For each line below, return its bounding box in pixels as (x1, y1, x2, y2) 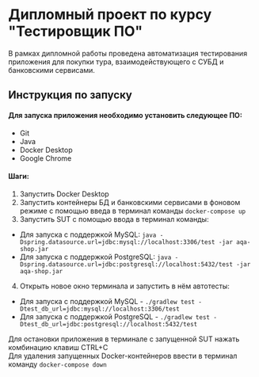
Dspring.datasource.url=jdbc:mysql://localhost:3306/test (19, 238, 215, 246)
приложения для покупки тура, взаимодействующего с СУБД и (8, 57, 224, 67)
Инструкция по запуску (8, 89, 132, 102)
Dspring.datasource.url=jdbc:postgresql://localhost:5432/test (19, 260, 234, 268)
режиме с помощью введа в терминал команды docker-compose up (19, 206, 246, 215)
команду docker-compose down (8, 359, 107, 369)
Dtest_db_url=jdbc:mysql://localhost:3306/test (19, 305, 180, 313)
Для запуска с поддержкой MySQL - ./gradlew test (19, 296, 196, 306)
